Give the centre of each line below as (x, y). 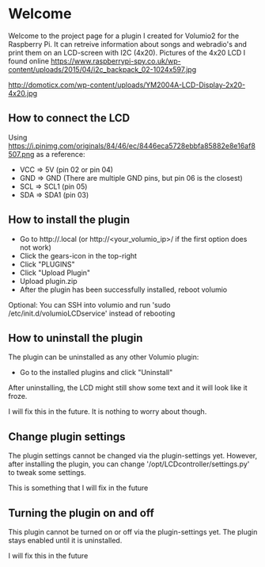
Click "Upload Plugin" (55, 272)
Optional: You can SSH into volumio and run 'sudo (90, 305)
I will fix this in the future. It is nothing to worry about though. (108, 412)
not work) (35, 247)
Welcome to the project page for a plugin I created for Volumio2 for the (124, 36)
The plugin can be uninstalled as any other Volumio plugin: (104, 357)
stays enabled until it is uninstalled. (65, 540)
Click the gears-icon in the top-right (78, 255)
